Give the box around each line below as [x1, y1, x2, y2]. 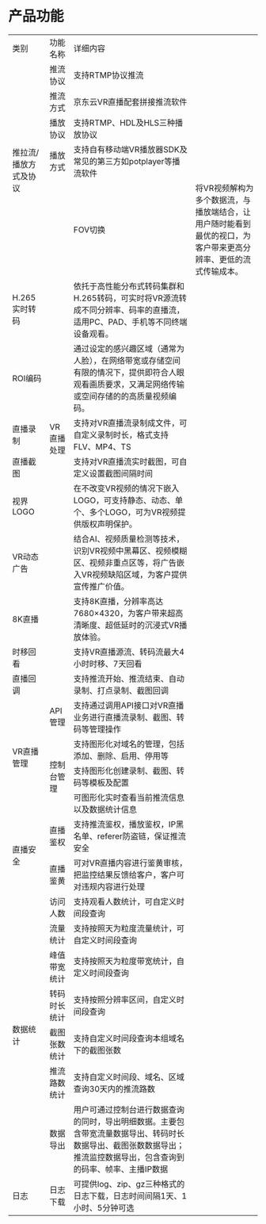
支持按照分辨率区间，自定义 [73, 994, 177, 1005]
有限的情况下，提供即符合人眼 [73, 366, 184, 377]
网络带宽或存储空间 [108, 354, 180, 365]
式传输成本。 [195, 266, 244, 277]
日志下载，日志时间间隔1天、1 [73, 1190, 188, 1201]
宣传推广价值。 [73, 580, 129, 591]
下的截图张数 [73, 1044, 121, 1055]
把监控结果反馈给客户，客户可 [73, 869, 184, 880]
